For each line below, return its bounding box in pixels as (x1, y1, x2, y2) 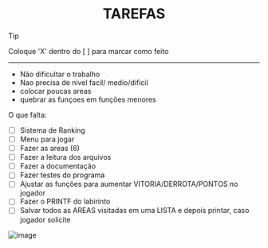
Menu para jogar (19, 134, 75, 144)
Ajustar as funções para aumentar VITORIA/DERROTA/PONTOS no (19, 180, 238, 189)
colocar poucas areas (19, 86, 92, 95)
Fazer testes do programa (19, 170, 105, 180)
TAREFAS (102, 5, 166, 23)
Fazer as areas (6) (19, 144, 80, 153)
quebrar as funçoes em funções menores (19, 95, 157, 104)
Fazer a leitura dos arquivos (19, 153, 112, 162)
